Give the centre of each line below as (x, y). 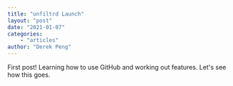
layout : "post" (30, 21)
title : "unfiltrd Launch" (46, 14)
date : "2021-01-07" (36, 27)
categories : (25, 34)
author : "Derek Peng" (40, 47)
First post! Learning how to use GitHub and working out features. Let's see (117, 67)
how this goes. (29, 75)
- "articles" (40, 41)
